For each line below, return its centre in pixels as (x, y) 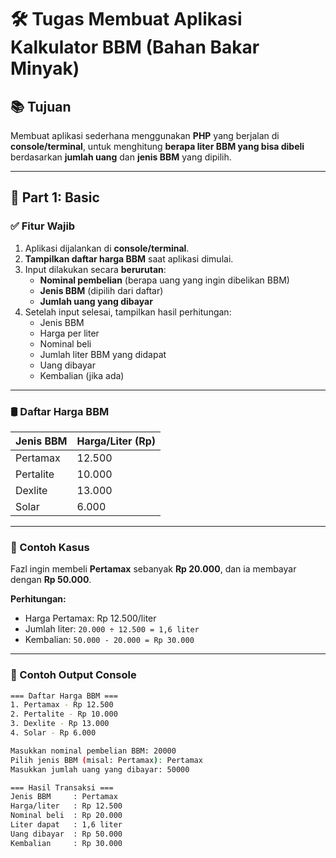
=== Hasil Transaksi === (62, 787)
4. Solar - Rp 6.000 (53, 733)
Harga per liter (69, 333)
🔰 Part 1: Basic (55, 197)
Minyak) (45, 68)
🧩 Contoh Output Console (73, 675)
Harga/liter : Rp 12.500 (66, 806)
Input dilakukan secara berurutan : (95, 269)
